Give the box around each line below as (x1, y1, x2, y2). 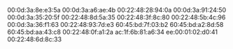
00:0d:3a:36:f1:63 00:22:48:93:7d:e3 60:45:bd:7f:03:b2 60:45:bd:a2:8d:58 (7, 21, 224, 28)
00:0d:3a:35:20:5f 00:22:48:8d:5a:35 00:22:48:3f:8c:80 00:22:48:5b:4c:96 (7, 13, 226, 21)
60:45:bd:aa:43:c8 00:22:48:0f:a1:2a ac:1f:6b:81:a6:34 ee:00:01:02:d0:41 (7, 28, 218, 36)
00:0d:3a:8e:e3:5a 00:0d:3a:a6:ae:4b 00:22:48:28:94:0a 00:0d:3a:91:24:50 (7, 6, 227, 14)
